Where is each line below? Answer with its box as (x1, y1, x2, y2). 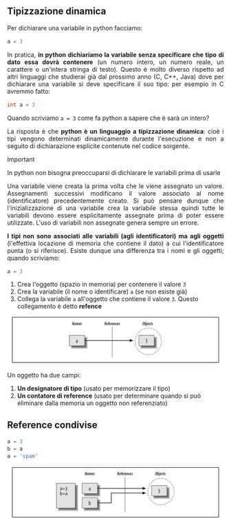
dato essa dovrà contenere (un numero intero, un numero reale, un (7, 58, 224, 66)
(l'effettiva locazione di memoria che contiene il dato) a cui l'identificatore (7, 239, 224, 247)
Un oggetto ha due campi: (7, 371, 81, 380)
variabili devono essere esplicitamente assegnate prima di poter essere (7, 211, 224, 219)
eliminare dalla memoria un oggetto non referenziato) (16, 399, 168, 407)
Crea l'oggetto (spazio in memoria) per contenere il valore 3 (16, 280, 186, 289)
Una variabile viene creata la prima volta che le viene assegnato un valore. (7, 182, 224, 190)
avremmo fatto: (7, 87, 50, 95)
